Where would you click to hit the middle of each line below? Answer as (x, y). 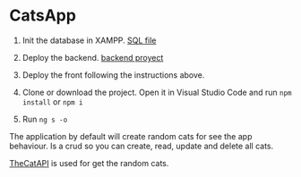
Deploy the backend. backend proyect (93, 57)
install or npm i (52, 101)
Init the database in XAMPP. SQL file (89, 40)
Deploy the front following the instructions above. (113, 75)
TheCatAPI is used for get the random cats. (89, 163)
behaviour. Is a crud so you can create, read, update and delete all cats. (142, 146)
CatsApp (43, 16)
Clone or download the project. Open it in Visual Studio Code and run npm (157, 92)
